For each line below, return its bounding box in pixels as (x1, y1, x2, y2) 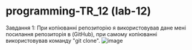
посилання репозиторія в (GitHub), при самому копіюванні (5, 30, 158, 37)
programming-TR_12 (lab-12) (5, 4, 152, 18)
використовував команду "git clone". (5, 37, 100, 44)
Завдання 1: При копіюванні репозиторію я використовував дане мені (5, 24, 187, 31)
